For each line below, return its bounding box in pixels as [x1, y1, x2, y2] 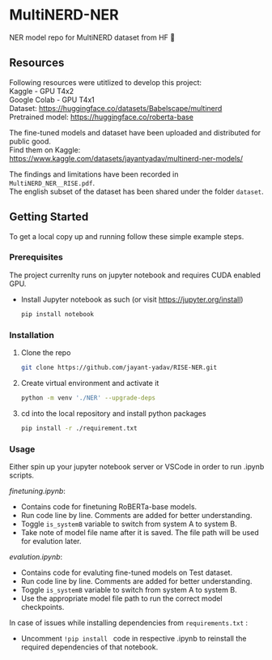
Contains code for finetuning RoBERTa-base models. [20, 501, 198, 512]
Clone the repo [20, 348, 71, 358]
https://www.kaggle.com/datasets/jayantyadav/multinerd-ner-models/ [9, 153, 244, 163]
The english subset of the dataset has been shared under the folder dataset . [9, 186, 264, 196]
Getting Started [9, 210, 89, 224]
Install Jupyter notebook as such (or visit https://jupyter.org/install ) [20, 294, 244, 304]
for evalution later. [20, 536, 82, 546]
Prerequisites [9, 251, 63, 263]
